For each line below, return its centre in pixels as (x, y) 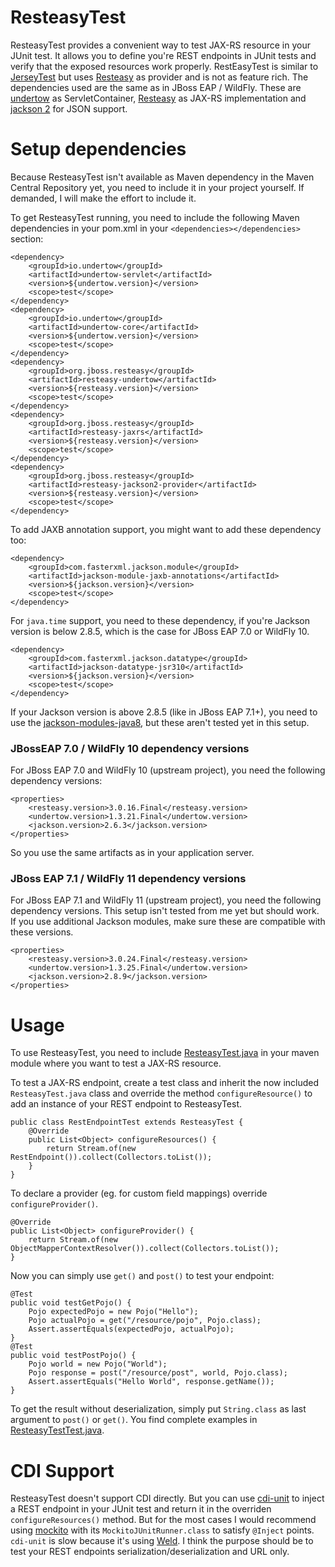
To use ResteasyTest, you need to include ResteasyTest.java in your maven (165, 1053)
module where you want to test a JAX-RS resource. (116, 1063)
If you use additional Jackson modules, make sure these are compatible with (168, 922)
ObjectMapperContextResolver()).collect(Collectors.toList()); (145, 1249)
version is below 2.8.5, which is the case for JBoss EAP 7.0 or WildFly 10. (160, 631)
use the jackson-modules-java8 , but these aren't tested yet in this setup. (160, 722)
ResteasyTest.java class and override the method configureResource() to (161, 1093)
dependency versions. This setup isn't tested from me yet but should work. (165, 911)
